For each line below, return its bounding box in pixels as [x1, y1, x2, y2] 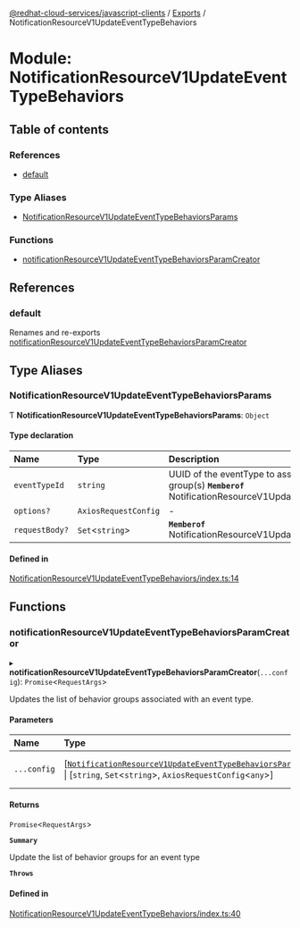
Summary [9, 836, 38, 846]
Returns [9, 799, 40, 810]
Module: [9, 48, 72, 69]
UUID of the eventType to [168, 468, 275, 481]
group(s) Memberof [168, 479, 245, 492]
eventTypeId [13, 480, 65, 491]
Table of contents [9, 122, 109, 137]
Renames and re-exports [9, 327, 101, 338]
